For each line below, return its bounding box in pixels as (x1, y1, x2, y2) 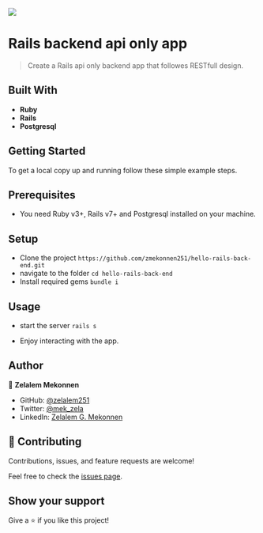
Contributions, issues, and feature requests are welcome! (8, 456, 195, 466)
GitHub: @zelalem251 (19, 395, 90, 405)
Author (8, 359, 43, 372)
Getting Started (8, 145, 86, 158)
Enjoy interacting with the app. (19, 336, 119, 346)
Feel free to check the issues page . (8, 471, 122, 481)
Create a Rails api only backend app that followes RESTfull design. (27, 60, 243, 70)
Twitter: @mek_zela (19, 403, 85, 413)
